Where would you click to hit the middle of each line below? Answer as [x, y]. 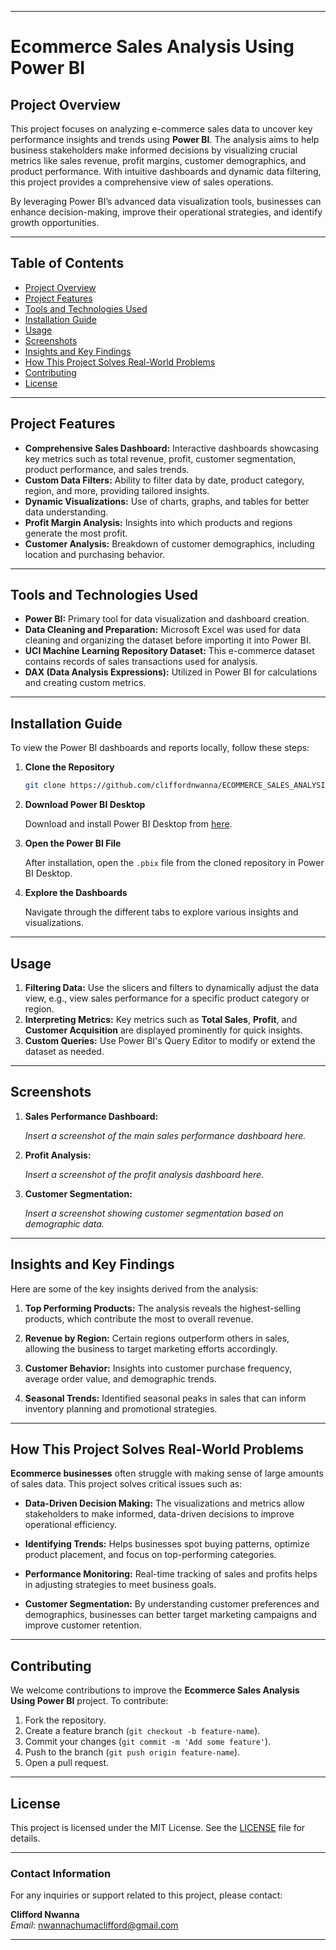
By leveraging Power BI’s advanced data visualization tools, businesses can [166, 201]
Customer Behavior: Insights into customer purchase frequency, [158, 1368]
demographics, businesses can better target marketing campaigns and [171, 1615]
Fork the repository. [65, 1720]
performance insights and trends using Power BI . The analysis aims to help [165, 139]
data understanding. [66, 512]
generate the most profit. [76, 533]
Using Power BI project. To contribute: [89, 1701]
